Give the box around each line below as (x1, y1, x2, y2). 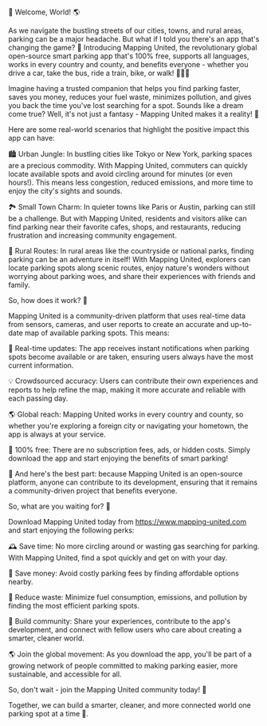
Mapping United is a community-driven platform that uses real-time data (8, 311, 245, 321)
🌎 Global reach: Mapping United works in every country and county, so (8, 409, 244, 419)
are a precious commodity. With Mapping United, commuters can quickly (8, 161, 249, 170)
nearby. (8, 577, 33, 586)
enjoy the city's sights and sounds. (8, 186, 123, 195)
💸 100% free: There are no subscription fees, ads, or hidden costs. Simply (8, 445, 251, 454)
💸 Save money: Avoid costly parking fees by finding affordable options (8, 568, 239, 578)
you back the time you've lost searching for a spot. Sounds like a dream (8, 101, 244, 110)
